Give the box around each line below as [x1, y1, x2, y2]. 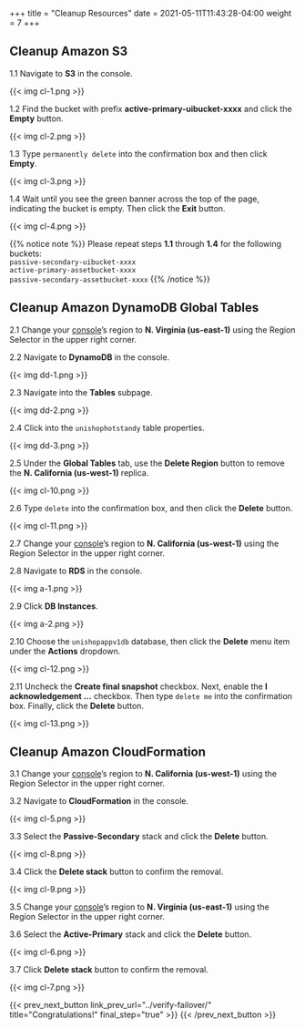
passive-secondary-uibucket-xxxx [9, 257, 137, 267]
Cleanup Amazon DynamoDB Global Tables [9, 300, 259, 315]
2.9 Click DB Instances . [9, 601, 98, 612]
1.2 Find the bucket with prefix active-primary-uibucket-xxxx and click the [9, 103, 293, 114]
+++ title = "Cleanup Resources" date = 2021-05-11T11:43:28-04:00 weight [9, 8, 292, 18]
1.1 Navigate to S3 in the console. [9, 67, 134, 78]
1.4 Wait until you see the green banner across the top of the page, [9, 193, 260, 204]
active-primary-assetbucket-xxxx [9, 265, 137, 274]
